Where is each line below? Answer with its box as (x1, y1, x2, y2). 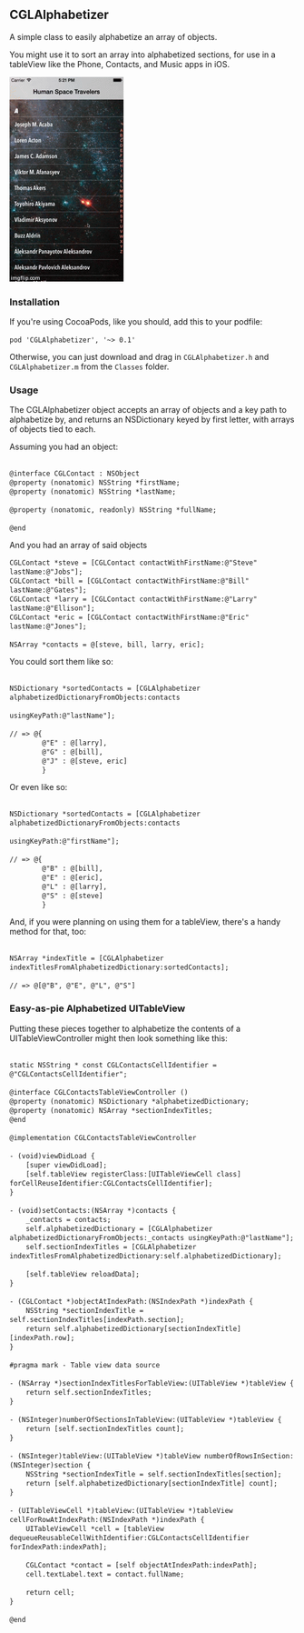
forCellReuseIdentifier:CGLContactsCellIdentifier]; (9, 1178, 213, 1187)
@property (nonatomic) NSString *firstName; (9, 478, 181, 487)
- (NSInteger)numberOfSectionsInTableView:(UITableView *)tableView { (9, 1415, 282, 1424)
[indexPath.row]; (9, 1333, 75, 1342)
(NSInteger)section (9, 1460, 83, 1469)
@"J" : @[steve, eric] (42, 756, 128, 766)
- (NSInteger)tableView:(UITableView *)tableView (9, 1451, 201, 1460)
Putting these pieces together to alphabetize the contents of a (9, 1023, 241, 1034)
